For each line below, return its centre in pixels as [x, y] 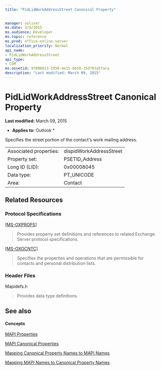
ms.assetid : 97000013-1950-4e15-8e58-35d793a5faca [57, 69]
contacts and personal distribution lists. [56, 263]
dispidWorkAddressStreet [93, 151]
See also [18, 311]
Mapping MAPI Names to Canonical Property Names [57, 363]
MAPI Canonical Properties [32, 344]
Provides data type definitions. [48, 296]
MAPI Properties [21, 334]
